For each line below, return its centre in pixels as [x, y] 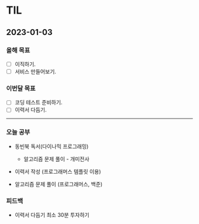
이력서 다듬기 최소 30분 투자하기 [52, 215]
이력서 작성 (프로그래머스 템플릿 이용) [58, 171]
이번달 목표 [21, 88]
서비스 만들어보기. [35, 71]
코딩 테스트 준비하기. [38, 103]
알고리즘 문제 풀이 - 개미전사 [57, 159]
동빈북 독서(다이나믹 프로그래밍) [52, 146]
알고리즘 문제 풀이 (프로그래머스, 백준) [58, 184]
